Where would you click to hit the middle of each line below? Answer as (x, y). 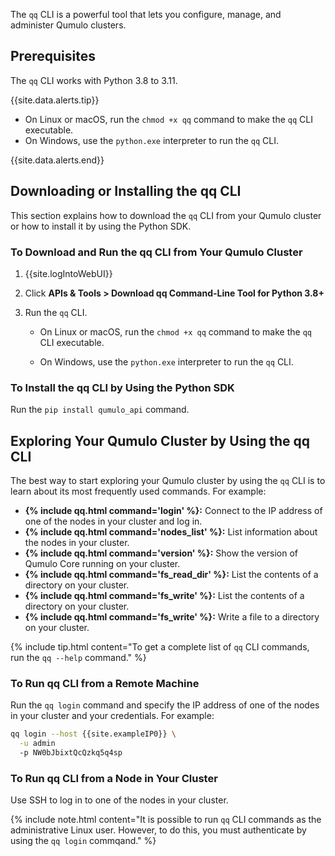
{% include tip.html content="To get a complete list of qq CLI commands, (160, 647)
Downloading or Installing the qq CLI (126, 191)
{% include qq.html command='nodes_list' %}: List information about (171, 532)
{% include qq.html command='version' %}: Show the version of (161, 553)
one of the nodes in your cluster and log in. (113, 521)
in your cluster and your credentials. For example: (112, 716)
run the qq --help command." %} (78, 658)
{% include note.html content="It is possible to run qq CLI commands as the (166, 820)
